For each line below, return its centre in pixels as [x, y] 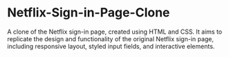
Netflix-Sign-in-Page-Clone [89, 13]
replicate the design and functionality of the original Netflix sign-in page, [111, 38]
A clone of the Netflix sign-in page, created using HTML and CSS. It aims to [115, 32]
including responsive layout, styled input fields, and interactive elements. [111, 46]
